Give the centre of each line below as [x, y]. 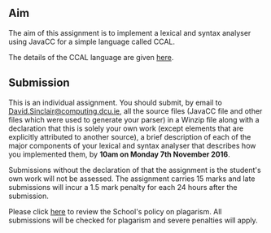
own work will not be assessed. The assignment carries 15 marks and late [132, 179]
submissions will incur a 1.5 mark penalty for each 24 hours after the [123, 187]
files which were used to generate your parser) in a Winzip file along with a [134, 119]
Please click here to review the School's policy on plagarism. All [115, 211]
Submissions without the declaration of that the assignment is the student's [135, 170]
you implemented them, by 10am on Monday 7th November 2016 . [119, 154]
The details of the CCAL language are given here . [91, 57]
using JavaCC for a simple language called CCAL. [92, 41]
